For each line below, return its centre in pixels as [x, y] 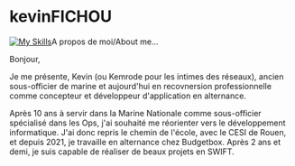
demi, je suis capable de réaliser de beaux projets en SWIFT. [122, 152]
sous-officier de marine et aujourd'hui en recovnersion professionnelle [141, 86]
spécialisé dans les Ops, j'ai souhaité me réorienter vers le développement [147, 123]
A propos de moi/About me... [105, 41]
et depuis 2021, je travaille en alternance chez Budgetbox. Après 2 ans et [145, 142]
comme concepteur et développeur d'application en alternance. [128, 96]
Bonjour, [25, 59]
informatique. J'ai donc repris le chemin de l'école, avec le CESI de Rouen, [148, 132]
